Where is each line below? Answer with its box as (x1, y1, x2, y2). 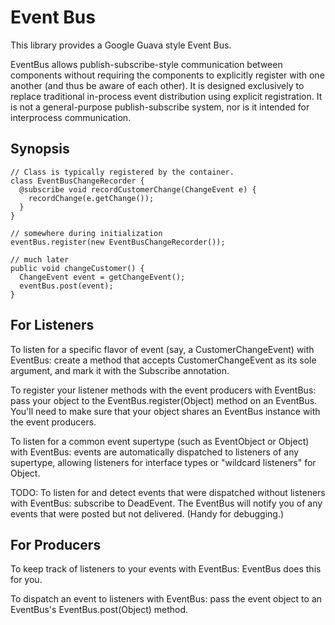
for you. (10, 574, 43, 586)
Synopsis (10, 141, 70, 158)
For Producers (10, 536, 102, 553)
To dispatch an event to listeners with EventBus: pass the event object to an (10, 593, 323, 605)
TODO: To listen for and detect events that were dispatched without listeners (10, 486, 326, 498)
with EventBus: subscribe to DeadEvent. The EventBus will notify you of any (10, 497, 323, 509)
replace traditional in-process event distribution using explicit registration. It (10, 90, 323, 102)
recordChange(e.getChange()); (28, 193, 155, 203)
